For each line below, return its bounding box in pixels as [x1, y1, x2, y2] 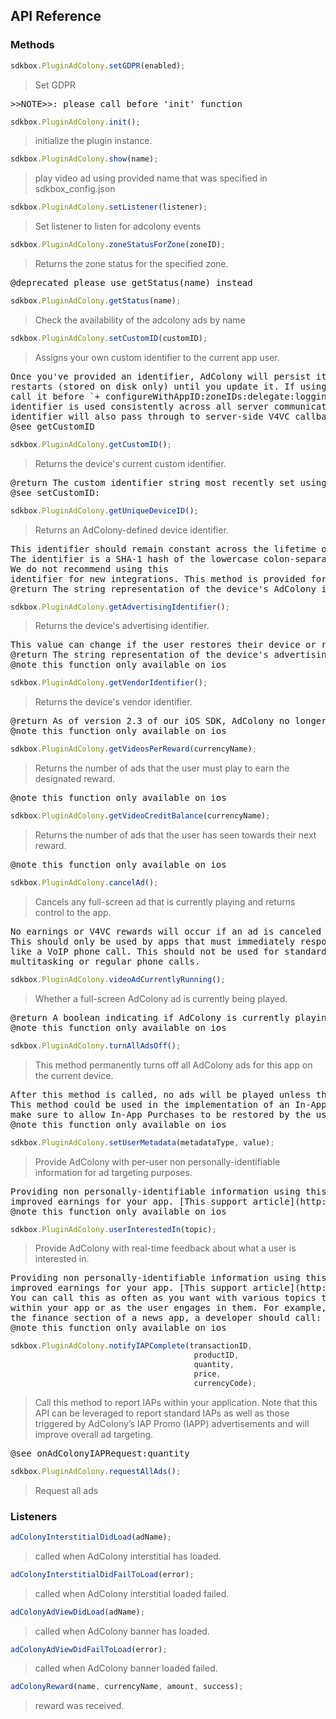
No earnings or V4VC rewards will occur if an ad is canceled [10, 925, 322, 937]
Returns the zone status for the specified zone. [34, 258, 229, 270]
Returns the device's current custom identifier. [34, 457, 227, 469]
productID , [193, 1350, 240, 1361]
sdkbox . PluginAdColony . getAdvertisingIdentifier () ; [10, 602, 230, 612]
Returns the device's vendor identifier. [34, 696, 193, 708]
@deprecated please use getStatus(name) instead [10, 277, 253, 289]
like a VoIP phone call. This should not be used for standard [10, 945, 327, 957]
